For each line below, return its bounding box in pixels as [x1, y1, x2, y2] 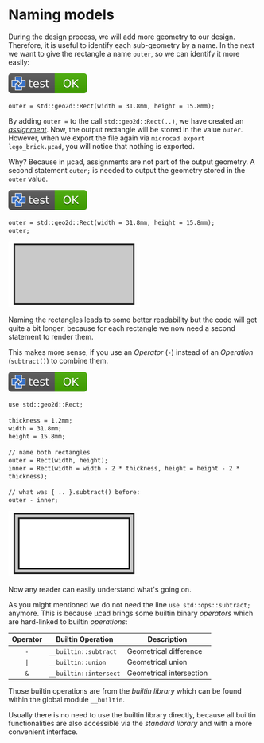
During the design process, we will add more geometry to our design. [8, 32, 236, 41]
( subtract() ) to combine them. [8, 356, 109, 365]
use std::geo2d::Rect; [8, 400, 83, 408]
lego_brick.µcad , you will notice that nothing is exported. [8, 141, 195, 151]
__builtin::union [49, 658, 107, 666]
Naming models [8, 6, 115, 24]
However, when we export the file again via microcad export [8, 133, 205, 143]
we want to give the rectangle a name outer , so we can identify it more [8, 49, 240, 58]
